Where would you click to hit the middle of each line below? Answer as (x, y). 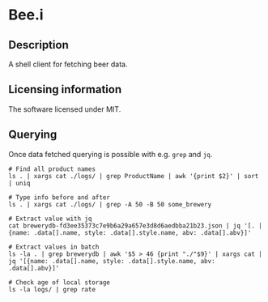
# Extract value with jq (50, 219)
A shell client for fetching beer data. (68, 64)
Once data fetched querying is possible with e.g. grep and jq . (111, 154)
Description (38, 45)
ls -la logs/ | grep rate (52, 289)
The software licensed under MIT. (65, 109)
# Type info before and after (60, 197)
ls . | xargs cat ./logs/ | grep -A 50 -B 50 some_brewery (110, 204)
